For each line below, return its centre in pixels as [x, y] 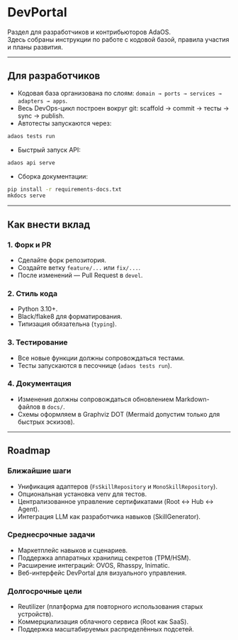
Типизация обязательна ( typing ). [67, 324]
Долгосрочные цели [45, 591]
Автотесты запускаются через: [64, 123]
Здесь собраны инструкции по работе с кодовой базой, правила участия [118, 39]
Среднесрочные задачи [51, 534]
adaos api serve [31, 163]
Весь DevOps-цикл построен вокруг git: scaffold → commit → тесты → [123, 108]
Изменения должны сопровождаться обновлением [96, 399]
